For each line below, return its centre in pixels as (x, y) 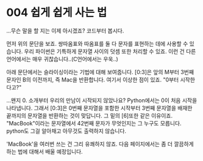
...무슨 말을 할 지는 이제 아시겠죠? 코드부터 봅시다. (65, 31)
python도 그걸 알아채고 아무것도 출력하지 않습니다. (66, 131)
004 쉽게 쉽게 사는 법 (57, 13)
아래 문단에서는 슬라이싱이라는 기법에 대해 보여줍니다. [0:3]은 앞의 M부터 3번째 (100, 72)
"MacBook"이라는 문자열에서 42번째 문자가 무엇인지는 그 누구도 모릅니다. (94, 123)
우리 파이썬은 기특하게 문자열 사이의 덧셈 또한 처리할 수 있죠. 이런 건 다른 (110, 51)
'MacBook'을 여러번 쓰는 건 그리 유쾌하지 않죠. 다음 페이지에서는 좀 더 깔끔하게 (100, 144)
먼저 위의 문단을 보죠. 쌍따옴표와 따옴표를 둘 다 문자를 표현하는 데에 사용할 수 (97, 43)
